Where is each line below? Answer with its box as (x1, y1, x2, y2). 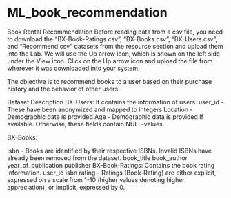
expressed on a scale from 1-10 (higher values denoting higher (7, 175, 185, 184)
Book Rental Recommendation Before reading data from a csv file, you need (7, 27, 223, 36)
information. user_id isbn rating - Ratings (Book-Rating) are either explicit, (7, 168, 217, 177)
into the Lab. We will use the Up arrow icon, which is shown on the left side (7, 49, 221, 58)
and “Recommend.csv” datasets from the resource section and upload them (7, 42, 223, 50)
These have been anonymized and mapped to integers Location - (7, 105, 193, 113)
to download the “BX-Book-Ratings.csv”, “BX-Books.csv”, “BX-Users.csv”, (7, 34, 218, 43)
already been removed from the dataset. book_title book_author (7, 153, 188, 162)
